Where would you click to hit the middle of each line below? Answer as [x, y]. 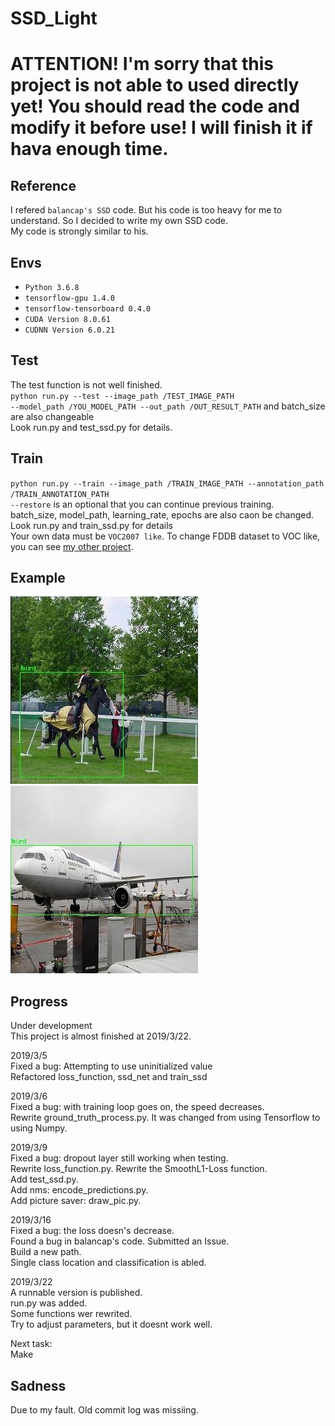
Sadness [38, 1385]
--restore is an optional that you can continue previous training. [142, 504]
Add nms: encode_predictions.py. [79, 1190]
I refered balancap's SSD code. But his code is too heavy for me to [146, 210]
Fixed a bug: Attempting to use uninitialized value [111, 1066]
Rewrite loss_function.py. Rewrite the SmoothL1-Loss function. [139, 1169]
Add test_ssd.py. [44, 1179]
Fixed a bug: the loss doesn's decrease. [92, 1231]
